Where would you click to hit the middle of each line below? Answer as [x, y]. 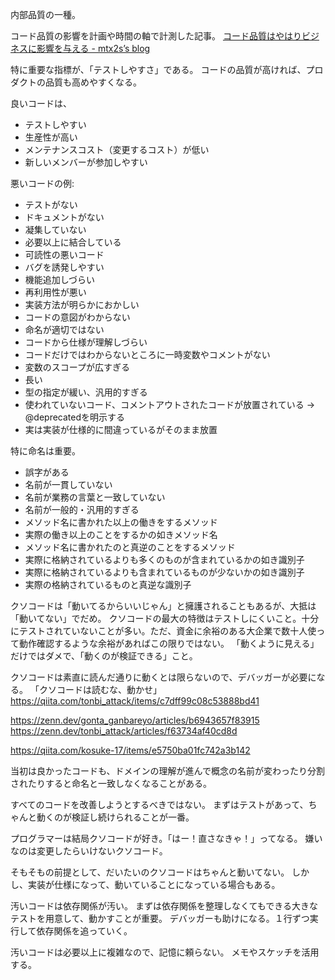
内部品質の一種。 [45, 14]
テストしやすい [55, 124]
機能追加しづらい [59, 279]
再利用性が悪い [55, 292]
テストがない [51, 204]
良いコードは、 [41, 103]
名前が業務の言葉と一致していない [95, 497]
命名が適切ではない [64, 329]
